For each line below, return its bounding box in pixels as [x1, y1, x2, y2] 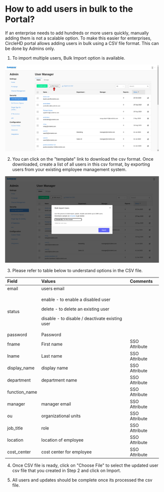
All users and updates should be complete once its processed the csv [12, 477, 153, 483]
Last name [41, 353, 62, 359]
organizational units [41, 413, 81, 419]
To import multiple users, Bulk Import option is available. [12, 55, 125, 61]
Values [41, 278, 56, 284]
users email [41, 285, 65, 291]
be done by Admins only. [5, 45, 55, 51]
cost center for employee [41, 449, 92, 455]
